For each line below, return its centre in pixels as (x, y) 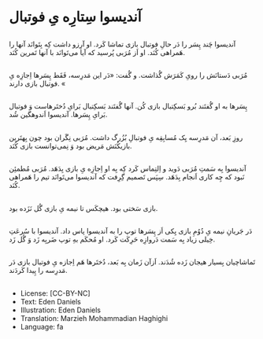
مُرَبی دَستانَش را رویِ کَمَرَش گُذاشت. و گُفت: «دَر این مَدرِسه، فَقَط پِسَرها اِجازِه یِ (128, 75)
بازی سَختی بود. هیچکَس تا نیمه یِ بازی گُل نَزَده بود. (83, 208)
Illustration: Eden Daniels (61, 310)
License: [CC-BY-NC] (55, 293)
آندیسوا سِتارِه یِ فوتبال (75, 17)
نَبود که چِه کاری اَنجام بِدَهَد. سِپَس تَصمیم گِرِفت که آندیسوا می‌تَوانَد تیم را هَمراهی (127, 177)
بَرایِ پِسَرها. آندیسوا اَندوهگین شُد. (58, 115)
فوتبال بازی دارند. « (37, 83)
